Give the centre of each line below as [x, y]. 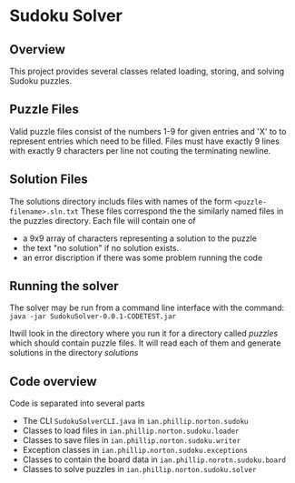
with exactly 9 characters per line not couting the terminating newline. [140, 150]
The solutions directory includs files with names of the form [121, 201]
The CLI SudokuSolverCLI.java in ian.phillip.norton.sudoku [135, 421]
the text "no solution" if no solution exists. [101, 247]
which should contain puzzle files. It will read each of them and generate [145, 343]
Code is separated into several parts [77, 403]
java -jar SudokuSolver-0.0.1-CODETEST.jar [93, 317]
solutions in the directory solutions [74, 353]
